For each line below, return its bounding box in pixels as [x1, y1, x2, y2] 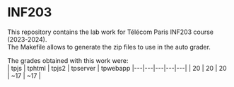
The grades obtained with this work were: [7, 56, 129, 64]
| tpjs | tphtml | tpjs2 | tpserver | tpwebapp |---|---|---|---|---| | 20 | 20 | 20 [7, 64, 228, 72]
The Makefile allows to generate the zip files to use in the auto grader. [7, 42, 211, 51]
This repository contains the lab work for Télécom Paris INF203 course [7, 28, 214, 36]
